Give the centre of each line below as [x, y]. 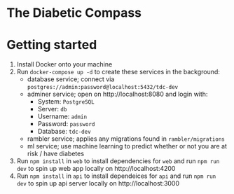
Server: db [52, 109]
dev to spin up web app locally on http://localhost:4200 [96, 169]
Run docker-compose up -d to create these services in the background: [118, 72]
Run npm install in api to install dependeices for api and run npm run [116, 176]
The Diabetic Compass [74, 13]
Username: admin [62, 116]
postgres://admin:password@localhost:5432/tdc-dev [103, 88]
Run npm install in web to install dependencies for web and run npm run [118, 161]
